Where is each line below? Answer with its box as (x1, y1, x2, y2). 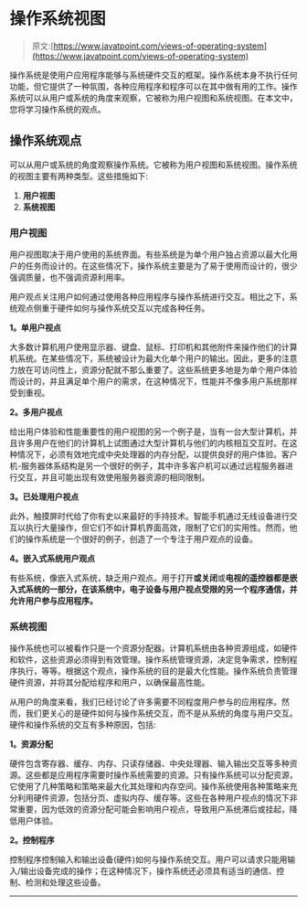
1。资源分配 (9, 739, 54, 750)
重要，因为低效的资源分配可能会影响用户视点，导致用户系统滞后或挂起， (16, 804, 290, 815)
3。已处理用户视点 (9, 491, 79, 503)
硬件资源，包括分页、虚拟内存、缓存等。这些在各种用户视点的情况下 (33, 793, 290, 804)
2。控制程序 (9, 835, 55, 846)
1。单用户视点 (9, 322, 62, 334)
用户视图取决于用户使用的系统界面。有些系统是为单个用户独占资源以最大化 (9, 249, 290, 261)
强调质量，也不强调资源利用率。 (9, 272, 130, 283)
